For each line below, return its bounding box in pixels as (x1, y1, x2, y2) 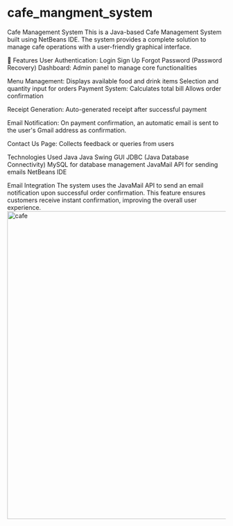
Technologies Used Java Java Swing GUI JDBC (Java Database (7, 153, 189, 161)
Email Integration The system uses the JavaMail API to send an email (7, 181, 204, 189)
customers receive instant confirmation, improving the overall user (7, 196, 198, 204)
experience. (7, 203, 42, 211)
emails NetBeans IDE (7, 167, 67, 176)
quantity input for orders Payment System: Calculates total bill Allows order (7, 84, 222, 92)
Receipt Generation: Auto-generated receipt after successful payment (7, 105, 207, 113)
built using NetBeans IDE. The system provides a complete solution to (7, 35, 207, 43)
